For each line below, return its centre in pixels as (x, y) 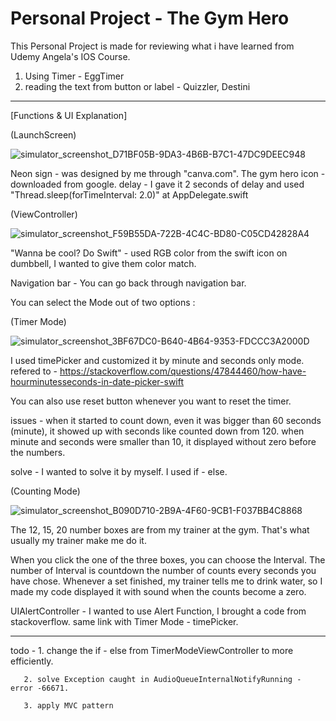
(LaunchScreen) (43, 134)
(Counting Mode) (45, 491)
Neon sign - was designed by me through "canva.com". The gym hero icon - (168, 173)
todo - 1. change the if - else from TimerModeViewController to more (152, 650)
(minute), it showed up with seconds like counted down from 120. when (157, 431)
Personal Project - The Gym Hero (150, 18)
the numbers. (38, 452)
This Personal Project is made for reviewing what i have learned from (152, 46)
